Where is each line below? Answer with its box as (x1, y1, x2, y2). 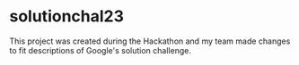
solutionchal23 (9, 6, 124, 27)
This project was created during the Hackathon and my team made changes (9, 36, 291, 46)
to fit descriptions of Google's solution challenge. (9, 45, 191, 55)
